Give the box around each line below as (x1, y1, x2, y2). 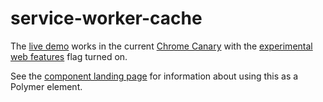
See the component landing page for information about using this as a (10, 70, 299, 82)
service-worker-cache (10, 7, 203, 30)
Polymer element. (10, 80, 83, 92)
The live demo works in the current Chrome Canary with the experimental (10, 40, 313, 52)
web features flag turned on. (10, 50, 128, 62)
